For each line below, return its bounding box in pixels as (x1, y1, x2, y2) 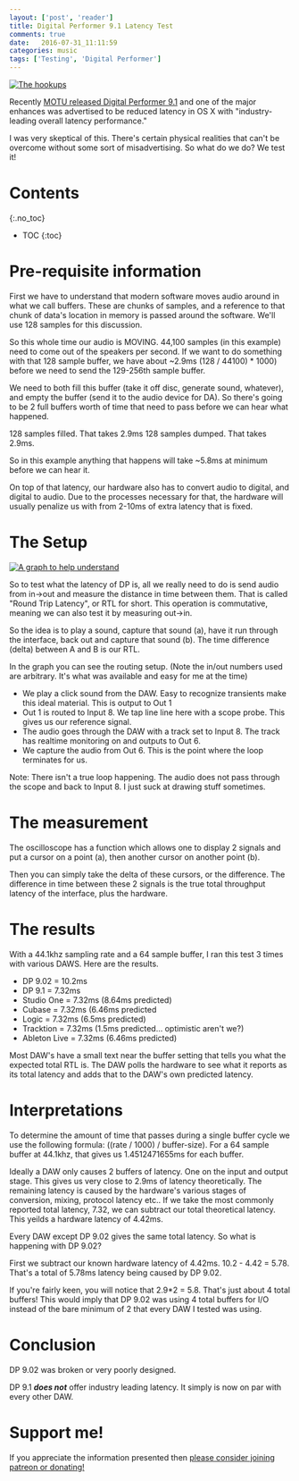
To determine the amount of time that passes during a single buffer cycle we (9, 1130, 290, 1140)
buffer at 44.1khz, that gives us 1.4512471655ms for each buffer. (9, 1149, 244, 1159)
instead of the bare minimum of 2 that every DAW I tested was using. (9, 1303, 262, 1314)
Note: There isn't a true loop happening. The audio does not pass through (9, 771, 280, 782)
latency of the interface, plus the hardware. (9, 888, 168, 898)
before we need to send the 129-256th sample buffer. (9, 365, 206, 375)
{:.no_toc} (9, 212, 46, 223)
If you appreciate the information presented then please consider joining (9, 1452, 275, 1462)
